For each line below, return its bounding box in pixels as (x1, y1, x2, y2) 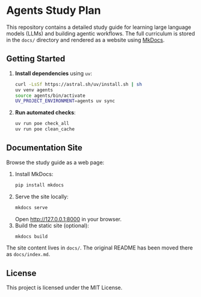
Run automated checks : (14, 109, 76, 116)
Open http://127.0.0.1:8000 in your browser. (14, 215, 122, 222)
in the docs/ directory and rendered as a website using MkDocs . (6, 36, 165, 43)
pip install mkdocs (14, 182, 64, 188)
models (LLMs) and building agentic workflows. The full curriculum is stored (6, 29, 196, 37)
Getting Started (6, 54, 66, 64)
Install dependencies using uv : (14, 70, 92, 77)
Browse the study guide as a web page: (6, 159, 105, 166)
